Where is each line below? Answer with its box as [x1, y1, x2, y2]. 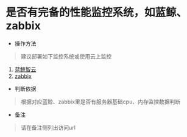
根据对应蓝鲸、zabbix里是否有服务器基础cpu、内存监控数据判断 [20, 98, 181, 105]
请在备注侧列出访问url [20, 124, 76, 131]
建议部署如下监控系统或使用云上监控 [20, 52, 112, 60]
